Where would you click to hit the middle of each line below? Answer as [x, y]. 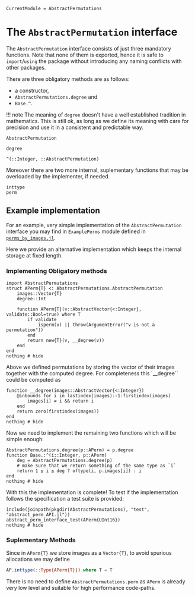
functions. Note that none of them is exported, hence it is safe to [85, 55]
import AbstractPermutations [42, 283]
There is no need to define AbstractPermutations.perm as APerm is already [96, 582]
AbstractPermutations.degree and [56, 97]
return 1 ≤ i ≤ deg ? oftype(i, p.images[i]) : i [79, 471]
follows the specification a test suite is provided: [65, 499]
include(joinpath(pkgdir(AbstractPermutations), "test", [78, 510]
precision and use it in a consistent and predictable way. [75, 127]
